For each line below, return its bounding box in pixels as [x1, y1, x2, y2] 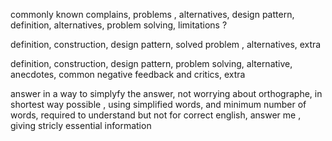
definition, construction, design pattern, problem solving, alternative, [10, 58, 293, 69]
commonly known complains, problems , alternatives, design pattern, [10, 9, 295, 20]
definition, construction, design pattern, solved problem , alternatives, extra [10, 39, 322, 50]
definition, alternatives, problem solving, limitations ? [10, 19, 228, 31]
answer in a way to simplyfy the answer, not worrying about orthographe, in [10, 88, 323, 99]
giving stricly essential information [10, 120, 152, 131]
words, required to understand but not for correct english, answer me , [10, 109, 302, 121]
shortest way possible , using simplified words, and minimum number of [10, 99, 307, 110]
